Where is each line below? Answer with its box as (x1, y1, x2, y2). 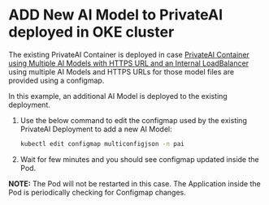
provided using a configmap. (8, 75, 105, 85)
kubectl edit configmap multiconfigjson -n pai (20, 139, 184, 147)
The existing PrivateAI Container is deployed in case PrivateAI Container (8, 49, 250, 59)
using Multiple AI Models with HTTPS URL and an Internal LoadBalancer (8, 58, 249, 68)
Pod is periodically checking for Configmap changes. (8, 187, 186, 197)
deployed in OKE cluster (8, 23, 175, 41)
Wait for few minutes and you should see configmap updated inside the (20, 154, 259, 164)
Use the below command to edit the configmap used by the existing (20, 115, 248, 125)
